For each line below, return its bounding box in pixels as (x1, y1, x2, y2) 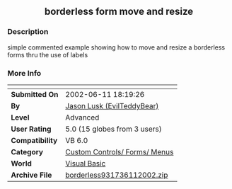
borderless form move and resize (44, 6, 194, 18)
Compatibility (11, 135, 58, 145)
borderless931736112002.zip (65, 170, 168, 180)
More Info (7, 68, 42, 78)
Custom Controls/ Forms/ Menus (65, 147, 174, 156)
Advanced (65, 113, 100, 122)
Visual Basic (65, 159, 106, 168)
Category (11, 147, 44, 156)
